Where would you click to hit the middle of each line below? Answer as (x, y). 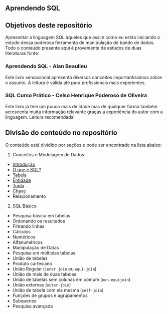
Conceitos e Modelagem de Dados (48, 154)
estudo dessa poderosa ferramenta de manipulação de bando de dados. (80, 43)
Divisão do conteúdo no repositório (61, 133)
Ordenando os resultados (39, 221)
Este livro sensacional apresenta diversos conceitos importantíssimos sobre (83, 77)
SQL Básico (24, 206)
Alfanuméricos (28, 242)
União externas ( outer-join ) (42, 284)
